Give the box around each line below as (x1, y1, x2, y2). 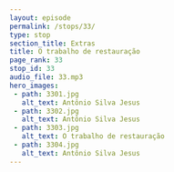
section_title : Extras (9, 38, 96, 48)
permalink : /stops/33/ (9, 22, 96, 31)
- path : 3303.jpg (13, 124, 79, 133)
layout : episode (9, 13, 71, 23)
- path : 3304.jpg (13, 140, 79, 149)
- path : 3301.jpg (13, 89, 79, 98)
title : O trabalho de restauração (9, 47, 141, 56)
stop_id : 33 (9, 65, 55, 74)
